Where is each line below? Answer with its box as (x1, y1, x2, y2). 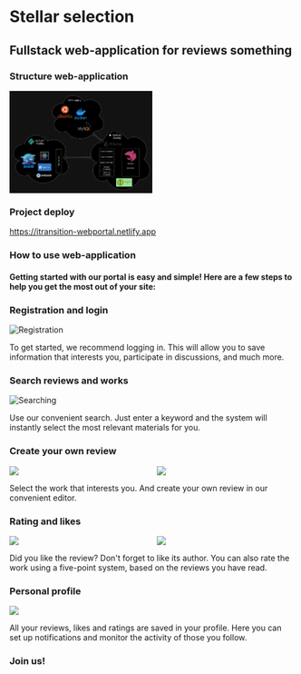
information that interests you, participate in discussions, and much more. (9, 352, 285, 362)
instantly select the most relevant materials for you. (9, 422, 201, 433)
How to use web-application (9, 249, 136, 262)
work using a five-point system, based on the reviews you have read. (9, 561, 267, 573)
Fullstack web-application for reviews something (9, 43, 293, 58)
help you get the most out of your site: (9, 281, 156, 292)
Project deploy (9, 205, 75, 218)
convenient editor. (9, 492, 77, 503)
